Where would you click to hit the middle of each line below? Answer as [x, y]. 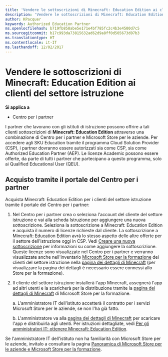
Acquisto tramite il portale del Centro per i [72, 179]
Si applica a [17, 107]
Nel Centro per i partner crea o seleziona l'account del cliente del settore [87, 215]
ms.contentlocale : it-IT [31, 43]
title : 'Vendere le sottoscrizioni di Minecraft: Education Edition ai [81, 10]
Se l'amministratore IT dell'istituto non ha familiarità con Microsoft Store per [83, 338]
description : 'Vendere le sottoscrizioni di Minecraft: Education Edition [85, 15]
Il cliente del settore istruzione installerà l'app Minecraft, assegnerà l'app [87, 283]
